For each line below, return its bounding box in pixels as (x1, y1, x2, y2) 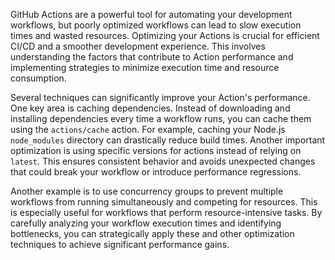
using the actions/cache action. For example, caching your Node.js (10, 124, 286, 135)
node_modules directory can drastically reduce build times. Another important (10, 134, 326, 146)
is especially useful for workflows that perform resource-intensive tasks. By (10, 207, 323, 218)
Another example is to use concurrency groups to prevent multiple (10, 185, 284, 197)
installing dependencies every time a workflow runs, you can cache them (10, 113, 312, 124)
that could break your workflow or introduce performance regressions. (10, 166, 302, 178)
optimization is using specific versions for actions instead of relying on (10, 145, 302, 156)
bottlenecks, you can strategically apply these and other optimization (10, 228, 295, 239)
